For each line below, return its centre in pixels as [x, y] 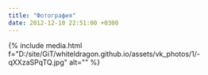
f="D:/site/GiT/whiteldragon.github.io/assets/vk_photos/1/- [104, 54]
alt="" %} [85, 62]
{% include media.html [45, 45]
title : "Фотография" [42, 15]
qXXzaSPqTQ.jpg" [38, 62]
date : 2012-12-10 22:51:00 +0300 [64, 23]
